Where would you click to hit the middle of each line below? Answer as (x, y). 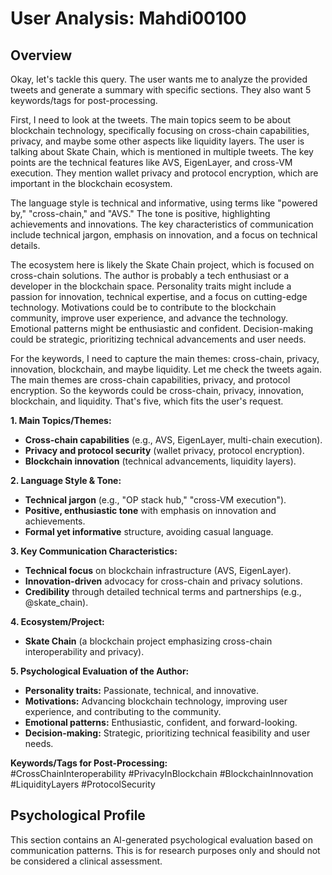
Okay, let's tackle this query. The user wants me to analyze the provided (159, 79)
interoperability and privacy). (84, 651)
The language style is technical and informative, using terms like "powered (164, 203)
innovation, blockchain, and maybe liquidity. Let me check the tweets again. (166, 369)
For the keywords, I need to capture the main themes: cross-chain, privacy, (165, 358)
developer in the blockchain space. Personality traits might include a (151, 286)
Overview (41, 55)
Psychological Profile (78, 815)
